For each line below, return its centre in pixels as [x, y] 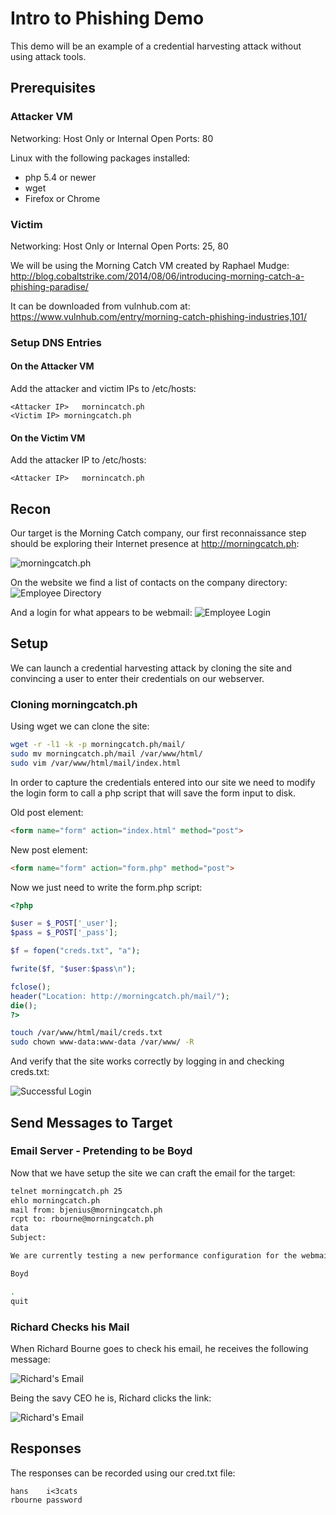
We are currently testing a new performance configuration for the [154, 1256]
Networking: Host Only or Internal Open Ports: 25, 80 [119, 246]
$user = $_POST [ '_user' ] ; [64, 923]
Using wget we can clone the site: [80, 726]
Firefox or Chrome [62, 198]
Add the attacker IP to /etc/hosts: [78, 460]
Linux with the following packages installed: [100, 158]
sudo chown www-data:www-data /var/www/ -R [102, 1042]
